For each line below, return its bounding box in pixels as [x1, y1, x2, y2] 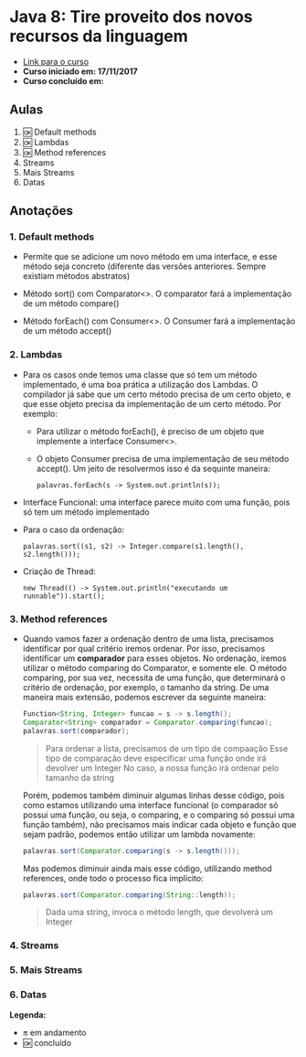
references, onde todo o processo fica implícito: [22, 872, 204, 883]
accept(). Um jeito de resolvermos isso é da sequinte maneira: [36, 463, 271, 474]
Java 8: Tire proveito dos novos [9, 6, 253, 27]
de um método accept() [22, 326, 112, 336]
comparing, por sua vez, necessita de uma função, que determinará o [22, 672, 286, 683]
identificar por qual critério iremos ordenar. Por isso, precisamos [22, 643, 266, 655]
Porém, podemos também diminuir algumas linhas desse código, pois [22, 789, 285, 801]
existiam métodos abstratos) [22, 271, 131, 282]
